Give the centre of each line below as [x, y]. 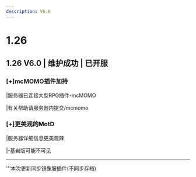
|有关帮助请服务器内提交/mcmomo [47, 107]
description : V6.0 [28, 11]
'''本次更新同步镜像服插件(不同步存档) [51, 168]
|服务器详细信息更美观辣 [35, 138]
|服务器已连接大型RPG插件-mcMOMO [51, 95]
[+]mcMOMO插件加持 [37, 81]
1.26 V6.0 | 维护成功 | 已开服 [57, 63]
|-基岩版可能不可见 [29, 150]
